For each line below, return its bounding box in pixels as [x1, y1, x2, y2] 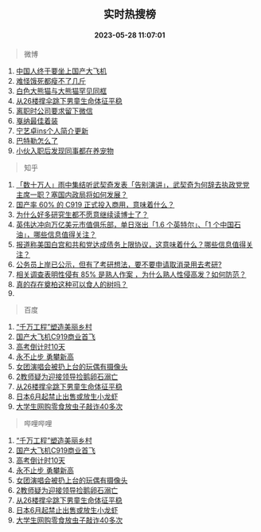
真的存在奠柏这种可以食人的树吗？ [15, 279, 128, 289]
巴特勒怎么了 [15, 136, 58, 145]
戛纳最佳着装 [15, 116, 58, 125]
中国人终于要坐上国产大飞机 [15, 66, 107, 76]
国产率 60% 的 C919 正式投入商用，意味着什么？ [15, 199, 175, 209]
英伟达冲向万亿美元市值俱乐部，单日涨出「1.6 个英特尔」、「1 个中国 [15, 219, 235, 229]
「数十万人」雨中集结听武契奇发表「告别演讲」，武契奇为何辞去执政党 [15, 179, 243, 189]
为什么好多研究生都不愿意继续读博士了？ [15, 210, 149, 219]
